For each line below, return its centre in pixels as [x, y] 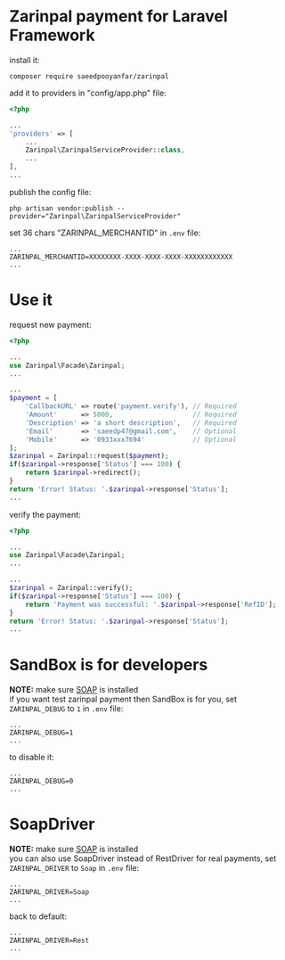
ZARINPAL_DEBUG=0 [41, 782]
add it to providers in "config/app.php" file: [88, 93]
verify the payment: [45, 514]
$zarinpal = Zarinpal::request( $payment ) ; [89, 456]
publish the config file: [50, 192]
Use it [31, 300]
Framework [52, 35]
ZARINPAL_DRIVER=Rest [49, 941]
